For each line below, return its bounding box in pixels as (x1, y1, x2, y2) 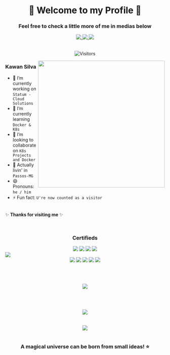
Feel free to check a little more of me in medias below (18, 23, 152, 30)
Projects (12, 153, 31, 158)
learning (12, 116, 30, 122)
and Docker (12, 157, 36, 162)
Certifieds (72, 234, 98, 241)
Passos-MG (12, 173, 34, 179)
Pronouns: (12, 183, 34, 189)
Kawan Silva (5, 63, 36, 70)
